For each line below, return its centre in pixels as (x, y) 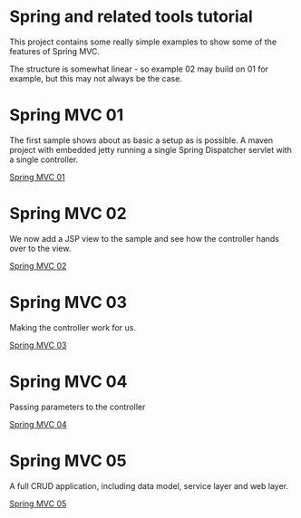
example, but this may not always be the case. (96, 78)
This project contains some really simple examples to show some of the (143, 42)
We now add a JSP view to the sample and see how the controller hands (144, 238)
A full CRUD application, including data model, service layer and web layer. (149, 485)
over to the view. (40, 248)
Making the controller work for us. (73, 327)
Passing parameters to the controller (78, 407)
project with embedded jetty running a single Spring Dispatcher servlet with (151, 149)
